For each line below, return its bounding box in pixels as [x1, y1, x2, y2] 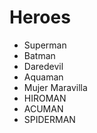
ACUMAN [23, 102, 64, 115]
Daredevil [23, 60, 64, 72]
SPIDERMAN [23, 113, 76, 125]
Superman [23, 39, 67, 51]
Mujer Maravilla [23, 81, 88, 93]
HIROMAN [23, 92, 67, 104]
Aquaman [23, 71, 64, 83]
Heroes [9, 6, 71, 29]
